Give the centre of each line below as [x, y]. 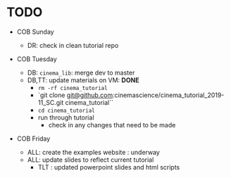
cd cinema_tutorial [67, 110]
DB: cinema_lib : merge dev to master [81, 72]
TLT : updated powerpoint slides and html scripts [109, 167]
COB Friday [33, 139]
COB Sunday [35, 32]
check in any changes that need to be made [112, 125]
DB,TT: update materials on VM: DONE [83, 80]
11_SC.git [51, 102]
